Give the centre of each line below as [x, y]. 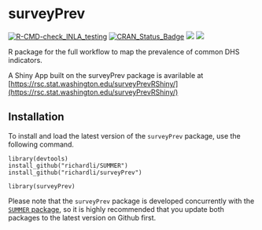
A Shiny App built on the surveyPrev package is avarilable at [106, 75]
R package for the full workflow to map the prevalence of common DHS [124, 51]
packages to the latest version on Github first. [82, 217]
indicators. [26, 60]
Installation [36, 117]
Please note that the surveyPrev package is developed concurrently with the [131, 201]
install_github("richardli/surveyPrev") [76, 172]
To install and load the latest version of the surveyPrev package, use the [125, 135]
